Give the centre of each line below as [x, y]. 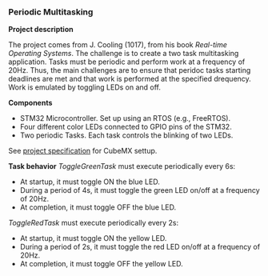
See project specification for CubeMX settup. [83, 151]
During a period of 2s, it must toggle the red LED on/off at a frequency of [140, 247]
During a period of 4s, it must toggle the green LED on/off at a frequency [140, 190]
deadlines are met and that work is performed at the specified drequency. [130, 79]
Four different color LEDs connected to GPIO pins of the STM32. [126, 127]
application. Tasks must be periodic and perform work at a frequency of [127, 62]
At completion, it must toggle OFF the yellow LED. [102, 264]
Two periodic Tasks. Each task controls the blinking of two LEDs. [126, 135]
